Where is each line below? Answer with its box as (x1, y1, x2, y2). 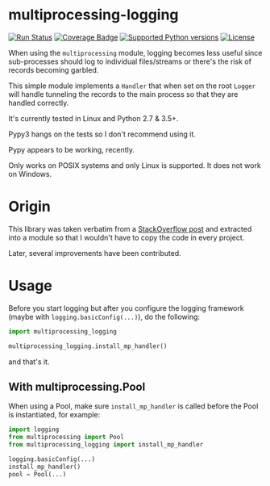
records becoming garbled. (8, 65, 99, 74)
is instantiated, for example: (8, 410, 101, 420)
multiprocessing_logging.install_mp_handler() (8, 341, 168, 350)
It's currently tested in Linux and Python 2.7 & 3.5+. (8, 113, 179, 123)
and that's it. (8, 357, 50, 367)
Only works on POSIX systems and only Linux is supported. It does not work (8, 160, 262, 170)
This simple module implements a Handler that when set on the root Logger (8, 81, 256, 90)
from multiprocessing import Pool (8, 434, 125, 442)
